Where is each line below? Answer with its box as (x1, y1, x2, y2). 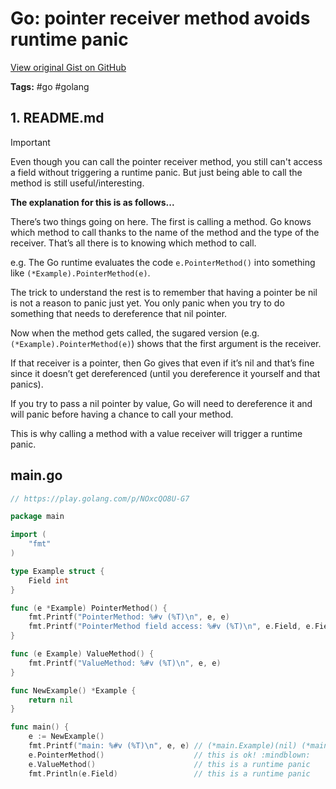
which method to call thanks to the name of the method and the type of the (10, 226, 320, 238)
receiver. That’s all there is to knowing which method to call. (10, 237, 257, 249)
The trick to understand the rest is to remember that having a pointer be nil (10, 286, 318, 298)
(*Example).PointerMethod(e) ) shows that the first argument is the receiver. (10, 337, 322, 349)
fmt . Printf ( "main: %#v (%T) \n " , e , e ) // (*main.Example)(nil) (28, 741, 298, 751)
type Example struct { (10, 566, 105, 576)
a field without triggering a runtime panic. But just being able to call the (10, 166, 303, 178)
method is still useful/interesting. (10, 177, 145, 189)
